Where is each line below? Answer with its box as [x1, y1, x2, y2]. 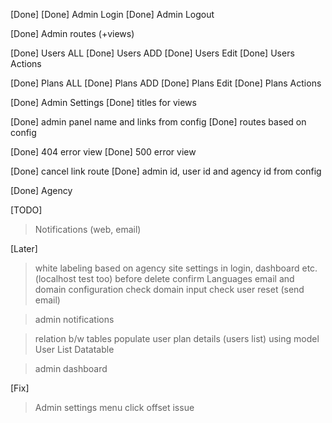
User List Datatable [34, 344, 115, 355]
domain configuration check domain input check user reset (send [34, 284, 305, 295]
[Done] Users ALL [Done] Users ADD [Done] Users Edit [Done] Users [10, 47, 295, 59]
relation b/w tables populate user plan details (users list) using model [34, 333, 320, 344]
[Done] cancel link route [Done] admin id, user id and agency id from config [10, 165, 322, 177]
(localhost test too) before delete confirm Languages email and [34, 273, 295, 284]
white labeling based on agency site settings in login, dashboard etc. [34, 262, 318, 274]
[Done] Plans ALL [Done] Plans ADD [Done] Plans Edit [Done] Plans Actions [10, 77, 322, 89]
